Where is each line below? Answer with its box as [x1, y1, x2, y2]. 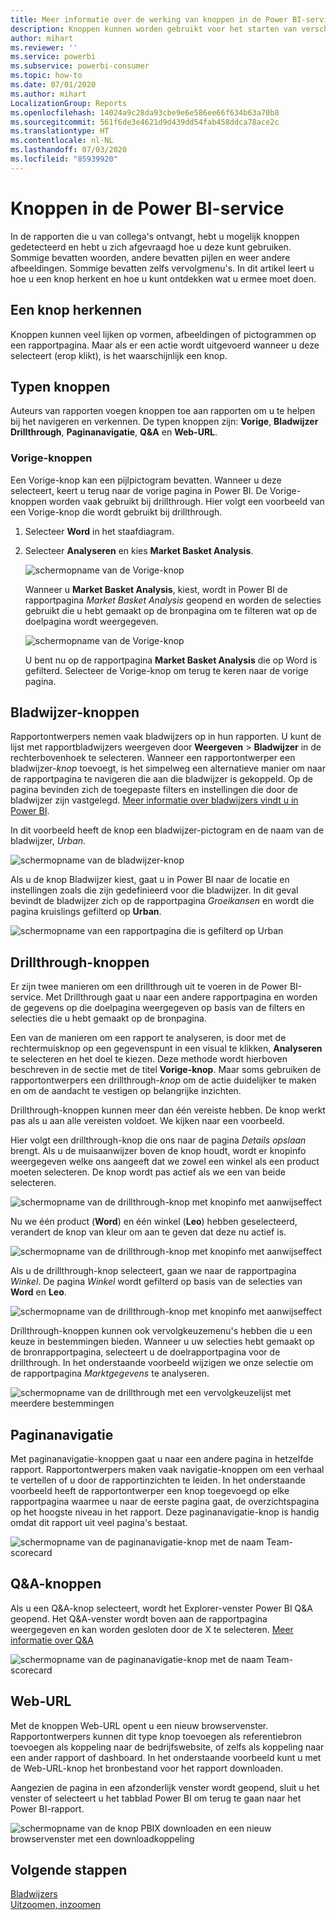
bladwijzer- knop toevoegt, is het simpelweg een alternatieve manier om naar [10, 762, 326, 775]
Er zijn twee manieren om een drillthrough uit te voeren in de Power [10, 981, 288, 993]
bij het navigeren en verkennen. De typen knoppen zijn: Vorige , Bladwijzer [10, 416, 319, 428]
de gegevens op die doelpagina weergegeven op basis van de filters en [10, 1002, 306, 1014]
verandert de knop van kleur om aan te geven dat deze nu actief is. [10, 1226, 287, 1238]
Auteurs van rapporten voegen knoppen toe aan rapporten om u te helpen [10, 405, 316, 417]
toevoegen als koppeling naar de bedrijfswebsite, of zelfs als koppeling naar [10, 1741, 325, 1753]
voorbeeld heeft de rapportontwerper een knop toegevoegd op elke [10, 1485, 290, 1497]
